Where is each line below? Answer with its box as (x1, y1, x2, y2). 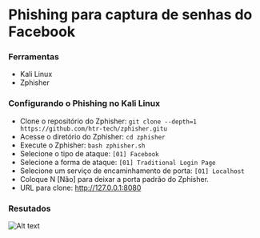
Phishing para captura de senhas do (8, 6, 253, 24)
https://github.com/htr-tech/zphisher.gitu (19, 124, 168, 133)
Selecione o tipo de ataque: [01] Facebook (19, 148, 159, 158)
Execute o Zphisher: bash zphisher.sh (19, 140, 146, 150)
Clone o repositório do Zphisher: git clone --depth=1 (19, 116, 198, 126)
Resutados (8, 203, 51, 214)
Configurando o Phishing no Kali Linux (8, 98, 161, 109)
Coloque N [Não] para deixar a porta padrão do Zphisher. (19, 174, 210, 184)
